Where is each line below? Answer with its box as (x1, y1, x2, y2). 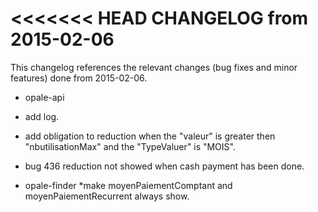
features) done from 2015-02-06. (10, 72, 148, 84)
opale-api (24, 91, 65, 103)
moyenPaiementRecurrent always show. (24, 190, 190, 202)
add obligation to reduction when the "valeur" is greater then (24, 130, 276, 142)
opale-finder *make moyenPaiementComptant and (24, 179, 233, 191)
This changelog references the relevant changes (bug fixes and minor (10, 61, 298, 73)
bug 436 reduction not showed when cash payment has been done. (24, 160, 305, 172)
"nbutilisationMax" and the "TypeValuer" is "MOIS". (24, 140, 236, 152)
